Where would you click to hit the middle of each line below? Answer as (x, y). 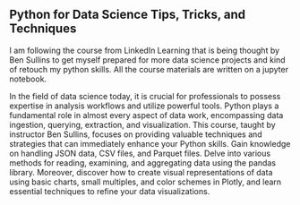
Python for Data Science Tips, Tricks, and (128, 15)
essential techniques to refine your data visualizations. (110, 191)
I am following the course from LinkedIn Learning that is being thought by (145, 50)
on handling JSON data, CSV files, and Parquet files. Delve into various (140, 153)
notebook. (28, 79)
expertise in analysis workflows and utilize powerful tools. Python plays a (144, 106)
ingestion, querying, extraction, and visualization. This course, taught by (142, 124)
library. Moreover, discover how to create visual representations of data (141, 172)
